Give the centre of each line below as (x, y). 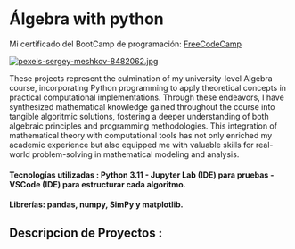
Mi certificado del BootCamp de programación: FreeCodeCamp (126, 44)
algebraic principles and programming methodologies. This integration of (143, 126)
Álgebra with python (87, 19)
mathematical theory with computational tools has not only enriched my (141, 135)
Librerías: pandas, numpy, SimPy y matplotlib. (96, 204)
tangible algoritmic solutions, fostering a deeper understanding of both (139, 116)
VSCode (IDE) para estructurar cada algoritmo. (98, 184)
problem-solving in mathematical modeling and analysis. (135, 154)
